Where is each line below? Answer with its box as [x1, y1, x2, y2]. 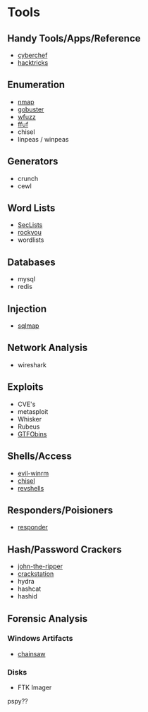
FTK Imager [17, 683, 52, 692]
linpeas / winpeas [17, 135, 69, 143]
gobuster [17, 105, 44, 113]
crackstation [17, 570, 54, 578]
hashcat [17, 584, 42, 593]
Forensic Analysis [7, 613, 88, 625]
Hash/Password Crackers [7, 544, 122, 556]
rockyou [17, 228, 42, 237]
